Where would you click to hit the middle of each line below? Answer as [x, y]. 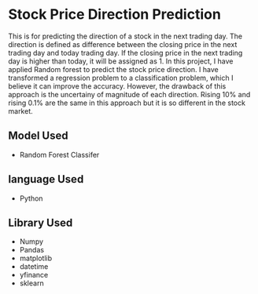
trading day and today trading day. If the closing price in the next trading [125, 53]
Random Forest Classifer [59, 154]
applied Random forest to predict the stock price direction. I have [113, 69]
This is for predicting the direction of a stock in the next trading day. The [125, 36]
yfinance [34, 275]
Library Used [41, 222]
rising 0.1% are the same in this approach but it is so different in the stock [127, 103]
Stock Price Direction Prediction [115, 15]
